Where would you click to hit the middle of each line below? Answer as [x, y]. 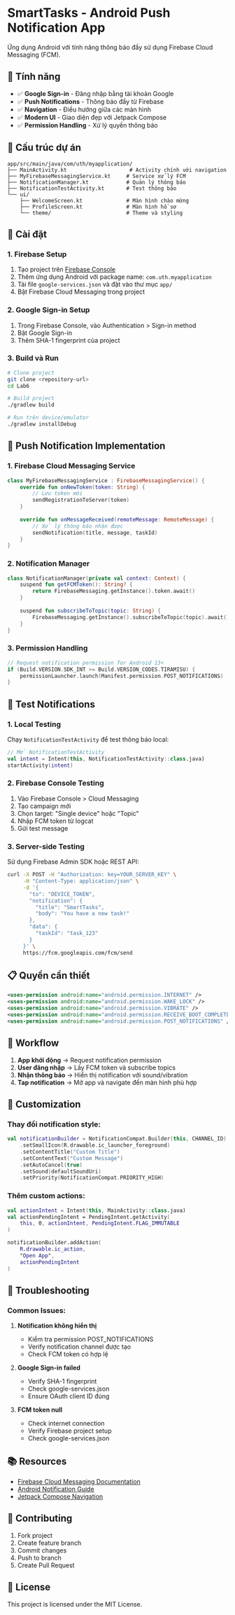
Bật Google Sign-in [44, 333]
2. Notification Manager [49, 564]
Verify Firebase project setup [70, 1431]
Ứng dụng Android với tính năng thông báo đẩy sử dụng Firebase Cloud [110, 47]
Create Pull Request [46, 1565]
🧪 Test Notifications [51, 704]
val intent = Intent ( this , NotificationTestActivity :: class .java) [106, 758]
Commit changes [42, 1550]
